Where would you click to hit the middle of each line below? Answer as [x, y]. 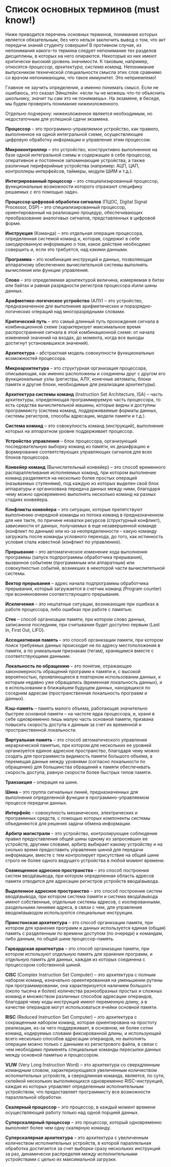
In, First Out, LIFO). [25, 630]
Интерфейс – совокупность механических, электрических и [72, 813]
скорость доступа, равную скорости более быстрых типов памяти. [79, 772]
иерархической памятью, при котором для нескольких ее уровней [78, 745]
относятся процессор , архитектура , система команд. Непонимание [80, 67]
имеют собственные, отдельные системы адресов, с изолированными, [83, 902]
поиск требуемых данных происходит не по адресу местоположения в [83, 645]
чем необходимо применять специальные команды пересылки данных [83, 1049]
